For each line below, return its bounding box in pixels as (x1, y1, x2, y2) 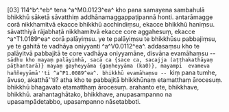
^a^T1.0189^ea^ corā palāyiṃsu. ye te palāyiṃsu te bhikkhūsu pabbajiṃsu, (7, 35, 217, 43)
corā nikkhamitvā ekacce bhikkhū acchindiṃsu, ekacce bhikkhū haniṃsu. (7, 20, 215, 28)
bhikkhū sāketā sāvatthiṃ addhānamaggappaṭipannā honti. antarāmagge (7, 13, 213, 21)
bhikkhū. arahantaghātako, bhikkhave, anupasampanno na (7, 90, 173, 98)
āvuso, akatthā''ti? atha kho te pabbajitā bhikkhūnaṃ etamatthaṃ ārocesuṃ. (7, 76, 223, 84)
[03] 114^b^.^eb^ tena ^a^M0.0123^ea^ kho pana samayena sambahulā (7, 6, 205, 14)
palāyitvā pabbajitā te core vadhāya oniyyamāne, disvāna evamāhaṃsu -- (7, 49, 216, 57)
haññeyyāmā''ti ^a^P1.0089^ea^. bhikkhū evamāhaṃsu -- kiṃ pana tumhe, (7, 68, 217, 76)
